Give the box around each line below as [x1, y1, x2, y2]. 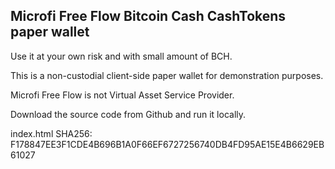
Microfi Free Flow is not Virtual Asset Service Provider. [10, 89, 235, 101]
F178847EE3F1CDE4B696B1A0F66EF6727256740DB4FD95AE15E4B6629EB [10, 138, 325, 150]
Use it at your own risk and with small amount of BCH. [10, 50, 233, 62]
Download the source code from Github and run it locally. [10, 108, 247, 120]
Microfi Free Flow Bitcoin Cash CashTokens [10, 8, 287, 25]
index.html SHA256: [10, 127, 93, 139]
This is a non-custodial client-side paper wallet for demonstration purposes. [10, 69, 324, 81]
